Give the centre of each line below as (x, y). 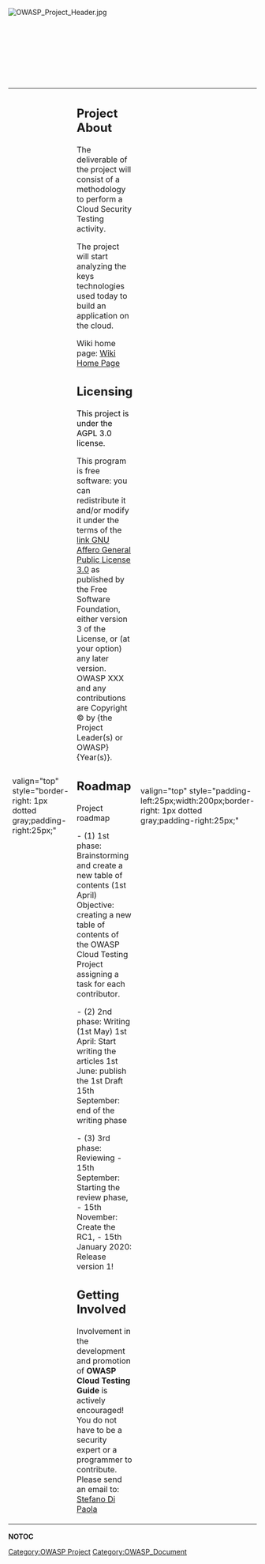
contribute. (97, 1470)
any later (92, 658)
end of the (95, 1110)
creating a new (104, 914)
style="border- (41, 791)
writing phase (102, 1120)
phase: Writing (103, 1021)
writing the (96, 1051)
